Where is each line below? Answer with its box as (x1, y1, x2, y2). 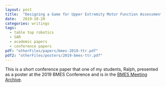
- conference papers (9, 44, 52, 49)
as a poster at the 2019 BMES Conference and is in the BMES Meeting (5, 72, 147, 78)
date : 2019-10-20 (5, 16, 45, 21)
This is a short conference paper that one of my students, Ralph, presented (5, 66, 158, 72)
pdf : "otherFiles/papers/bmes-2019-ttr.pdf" (5, 48, 98, 53)
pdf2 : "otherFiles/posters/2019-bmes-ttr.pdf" (5, 53, 103, 58)
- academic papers (9, 39, 48, 44)
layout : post (5, 7, 32, 12)
